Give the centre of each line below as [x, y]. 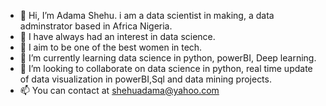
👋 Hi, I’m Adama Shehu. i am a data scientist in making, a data [147, 15]
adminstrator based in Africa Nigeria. [96, 26]
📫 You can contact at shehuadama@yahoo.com [119, 90]
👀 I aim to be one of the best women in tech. [111, 47]
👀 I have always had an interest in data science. [117, 36]
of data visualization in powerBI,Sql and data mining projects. [145, 79]
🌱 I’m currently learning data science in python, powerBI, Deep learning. [168, 58]
